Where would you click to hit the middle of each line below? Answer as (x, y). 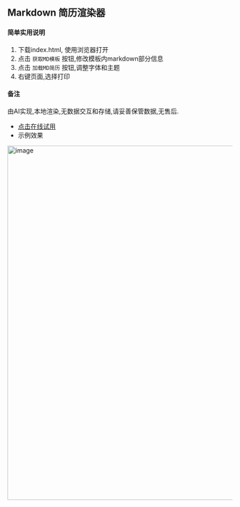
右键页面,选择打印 (44, 76)
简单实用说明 (26, 32)
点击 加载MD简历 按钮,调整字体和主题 (69, 67)
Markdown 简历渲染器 (56, 13)
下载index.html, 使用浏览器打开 (63, 49)
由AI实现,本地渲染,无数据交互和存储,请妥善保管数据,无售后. (93, 111)
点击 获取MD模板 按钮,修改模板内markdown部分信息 (91, 58)
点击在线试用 (36, 126)
